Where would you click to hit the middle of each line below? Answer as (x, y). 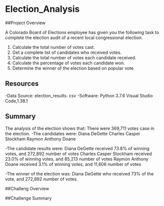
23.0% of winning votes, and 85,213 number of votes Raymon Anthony (77, 159)
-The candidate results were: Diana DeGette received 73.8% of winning (77, 148)
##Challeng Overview (27, 188)
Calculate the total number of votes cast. (53, 47)
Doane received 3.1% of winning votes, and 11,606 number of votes (73, 164)
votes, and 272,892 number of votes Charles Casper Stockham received (79, 154)
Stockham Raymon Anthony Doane (41, 139)
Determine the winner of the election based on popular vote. (73, 68)
